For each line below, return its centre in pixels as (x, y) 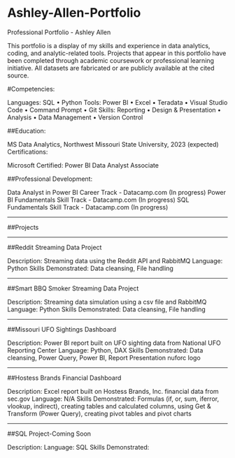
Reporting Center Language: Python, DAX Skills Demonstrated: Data (105, 350)
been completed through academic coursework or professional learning (111, 60)
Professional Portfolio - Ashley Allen (59, 32)
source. (18, 75)
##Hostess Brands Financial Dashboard (64, 378)
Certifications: (28, 152)
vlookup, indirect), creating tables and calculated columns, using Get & (109, 406)
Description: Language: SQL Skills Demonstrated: (78, 447)
